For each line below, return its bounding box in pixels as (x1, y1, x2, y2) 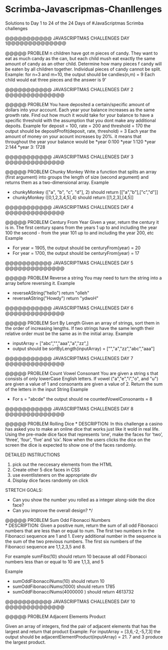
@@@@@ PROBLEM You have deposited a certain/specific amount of (5, 101, 150, 107)
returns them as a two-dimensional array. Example (5, 179, 109, 185)
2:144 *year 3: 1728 (5, 144, 45, 150)
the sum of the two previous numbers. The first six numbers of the (5, 538, 142, 544)
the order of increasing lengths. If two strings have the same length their (5, 325, 154, 331)
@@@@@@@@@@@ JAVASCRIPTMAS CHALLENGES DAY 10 (5, 598, 135, 604)
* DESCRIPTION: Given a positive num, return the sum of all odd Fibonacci (5, 522, 158, 528)
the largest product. (5, 639, 46, 645)
